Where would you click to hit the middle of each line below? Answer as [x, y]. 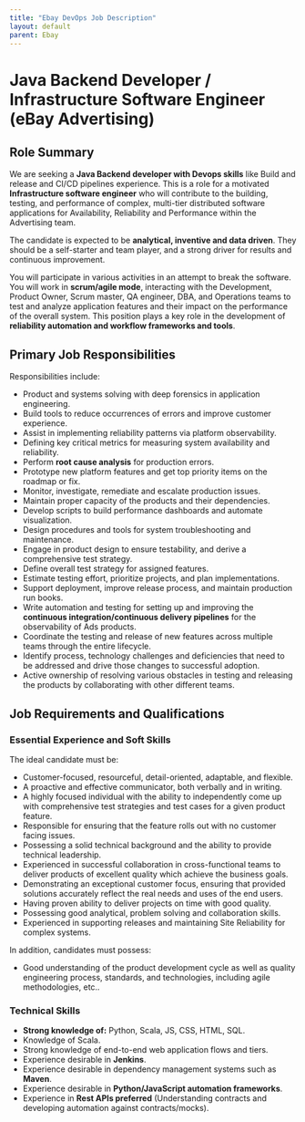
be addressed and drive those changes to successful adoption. [141, 666]
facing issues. [49, 835]
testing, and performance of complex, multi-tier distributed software [137, 203]
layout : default [40, 26]
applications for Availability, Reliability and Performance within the [133, 213]
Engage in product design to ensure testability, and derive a [134, 549]
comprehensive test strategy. [77, 559]
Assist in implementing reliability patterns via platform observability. [149, 433]
